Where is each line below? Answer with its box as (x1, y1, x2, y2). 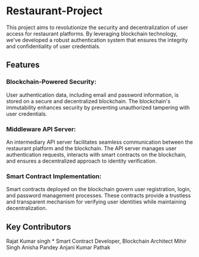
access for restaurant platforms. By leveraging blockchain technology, (6, 30, 178, 37)
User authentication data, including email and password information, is (6, 91, 179, 99)
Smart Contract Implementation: (6, 172, 102, 180)
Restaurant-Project (6, 4, 103, 18)
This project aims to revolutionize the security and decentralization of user (6, 24, 188, 31)
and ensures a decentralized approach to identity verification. (6, 157, 157, 164)
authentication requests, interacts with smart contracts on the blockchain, (6, 151, 187, 158)
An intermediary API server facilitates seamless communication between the (6, 138, 193, 145)
